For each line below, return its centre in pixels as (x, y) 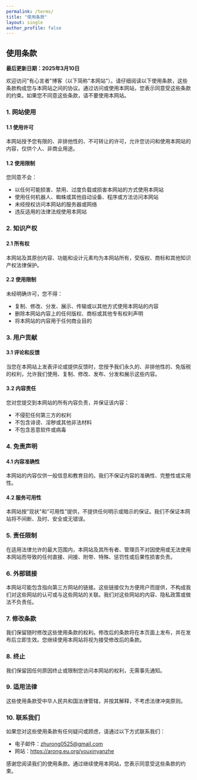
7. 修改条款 (21, 618)
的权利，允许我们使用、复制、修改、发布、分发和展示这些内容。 (83, 374)
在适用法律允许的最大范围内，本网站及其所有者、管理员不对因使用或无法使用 (98, 550)
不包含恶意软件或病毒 (40, 430)
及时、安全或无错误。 (62, 519)
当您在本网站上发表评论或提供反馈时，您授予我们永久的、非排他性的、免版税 (98, 367)
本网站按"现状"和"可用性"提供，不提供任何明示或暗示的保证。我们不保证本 (96, 511)
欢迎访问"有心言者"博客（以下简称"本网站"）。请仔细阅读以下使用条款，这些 (97, 81)
